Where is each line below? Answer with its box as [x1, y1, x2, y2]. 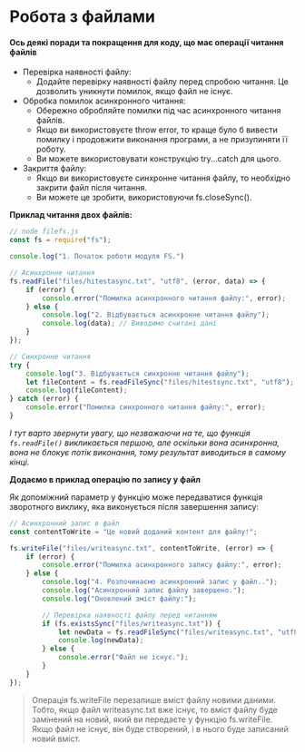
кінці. [9, 456, 30, 467]
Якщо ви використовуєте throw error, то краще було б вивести [35, 124, 279, 135]
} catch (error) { [9, 395, 79, 404]
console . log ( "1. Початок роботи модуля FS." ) [9, 252, 184, 261]
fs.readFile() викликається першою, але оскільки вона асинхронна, [9, 437, 280, 448]
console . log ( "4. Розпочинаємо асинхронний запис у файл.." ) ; [42, 578, 279, 587]
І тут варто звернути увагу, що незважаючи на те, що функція [9, 427, 251, 438]
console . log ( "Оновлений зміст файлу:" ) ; [42, 594, 197, 603]
